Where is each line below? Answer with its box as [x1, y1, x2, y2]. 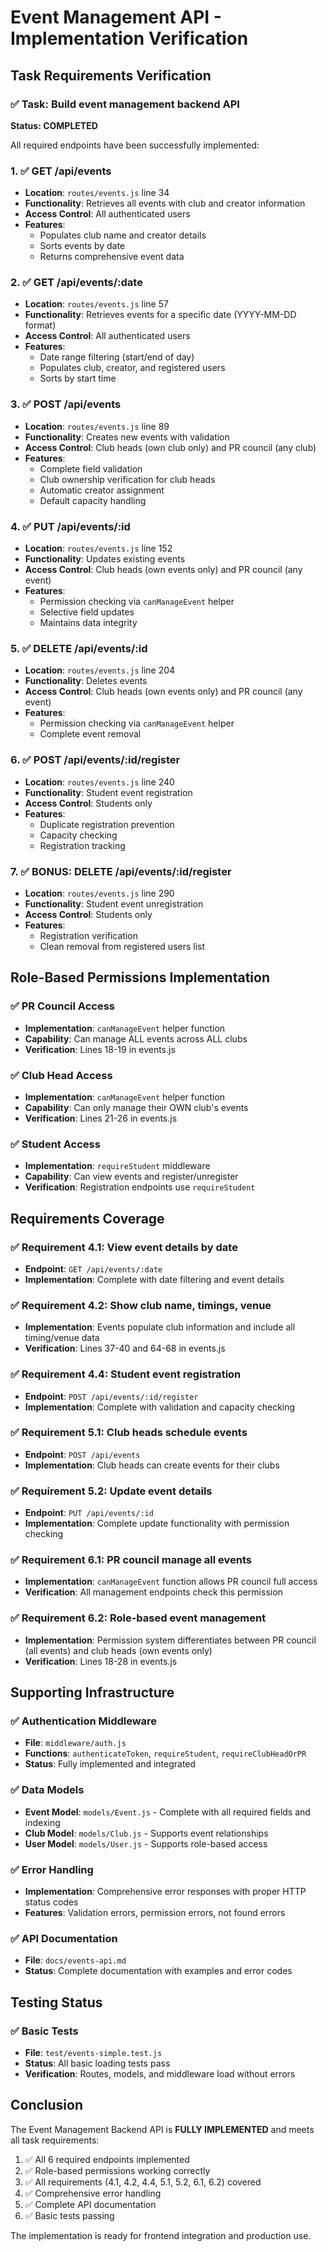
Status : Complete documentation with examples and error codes [24, 1965, 293, 1977]
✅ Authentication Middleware [10, 1714, 158, 1728]
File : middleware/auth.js [24, 1737, 127, 1749]
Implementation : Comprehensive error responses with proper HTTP [24, 1885, 307, 1897]
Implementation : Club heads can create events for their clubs [24, 1459, 280, 1471]
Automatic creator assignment [39, 484, 165, 496]
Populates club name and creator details [39, 229, 207, 241]
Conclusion [10, 2097, 84, 2114]
